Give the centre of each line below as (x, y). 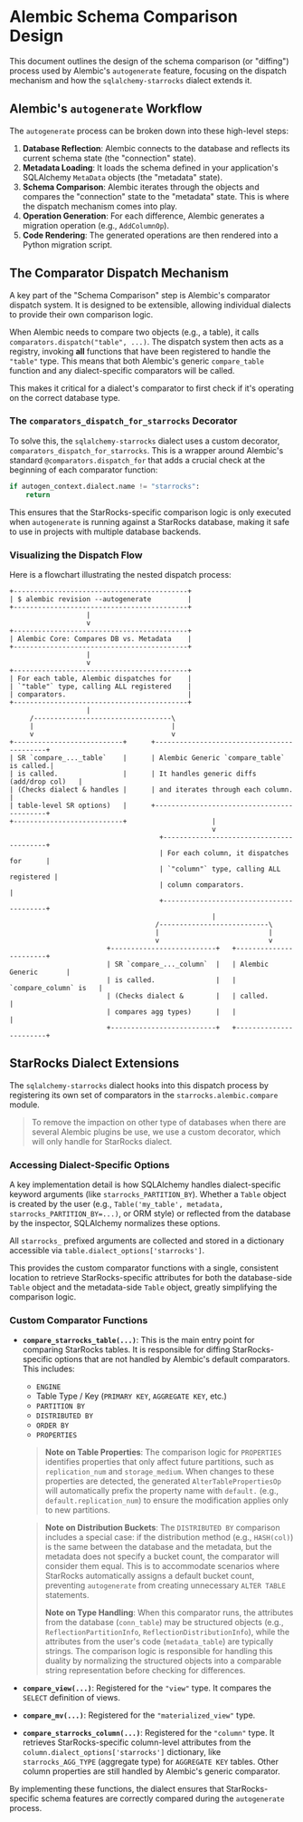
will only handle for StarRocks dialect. (102, 1141)
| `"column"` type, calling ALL (220, 869)
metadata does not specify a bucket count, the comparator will (162, 1556)
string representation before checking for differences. (145, 1671)
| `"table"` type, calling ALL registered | (101, 687)
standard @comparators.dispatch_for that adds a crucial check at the (137, 460)
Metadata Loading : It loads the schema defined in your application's (150, 167)
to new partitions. (78, 1510)
